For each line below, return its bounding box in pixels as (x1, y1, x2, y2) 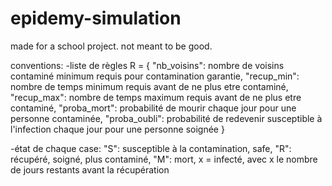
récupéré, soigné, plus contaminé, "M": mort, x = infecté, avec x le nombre (10, 153, 318, 165)
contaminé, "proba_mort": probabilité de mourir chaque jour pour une (10, 102, 297, 114)
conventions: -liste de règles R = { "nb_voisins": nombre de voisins (10, 59, 285, 71)
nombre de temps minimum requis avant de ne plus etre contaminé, (10, 80, 289, 92)
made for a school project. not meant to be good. (10, 40, 213, 52)
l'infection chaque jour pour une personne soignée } (10, 123, 225, 135)
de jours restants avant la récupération (10, 163, 170, 176)
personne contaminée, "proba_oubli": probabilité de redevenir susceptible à (10, 112, 323, 124)
